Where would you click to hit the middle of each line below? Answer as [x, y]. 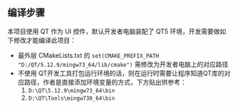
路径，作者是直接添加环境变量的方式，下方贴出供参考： [105, 82]
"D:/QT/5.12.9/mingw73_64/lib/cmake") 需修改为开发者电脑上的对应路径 [123, 64]
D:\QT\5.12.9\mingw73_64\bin [72, 90]
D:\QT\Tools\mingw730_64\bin [72, 98]
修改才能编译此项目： [45, 40]
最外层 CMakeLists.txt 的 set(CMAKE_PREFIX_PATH [88, 55]
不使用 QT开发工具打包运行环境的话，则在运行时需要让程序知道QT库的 [121, 73]
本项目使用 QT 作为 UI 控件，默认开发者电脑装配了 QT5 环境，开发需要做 [114, 31]
